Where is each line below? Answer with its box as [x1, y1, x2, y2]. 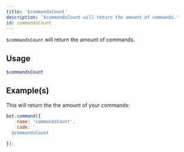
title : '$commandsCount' [6, 8, 68, 15]
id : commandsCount [6, 20, 52, 26]
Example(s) [6, 86, 49, 96]
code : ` [17, 124, 36, 130]
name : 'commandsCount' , [17, 119, 76, 125]
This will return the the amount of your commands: [6, 101, 130, 108]
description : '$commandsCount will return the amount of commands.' [6, 14, 179, 20]
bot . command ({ [6, 113, 42, 119]
